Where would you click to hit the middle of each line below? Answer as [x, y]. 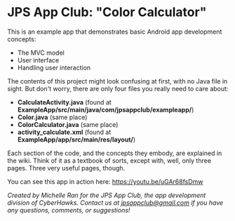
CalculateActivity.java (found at [65, 102]
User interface [38, 60]
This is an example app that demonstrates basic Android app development [115, 32]
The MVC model [41, 53]
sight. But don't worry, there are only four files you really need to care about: [118, 88]
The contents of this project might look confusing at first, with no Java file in [117, 81]
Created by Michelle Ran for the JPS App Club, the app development [107, 195]
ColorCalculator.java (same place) [68, 124]
